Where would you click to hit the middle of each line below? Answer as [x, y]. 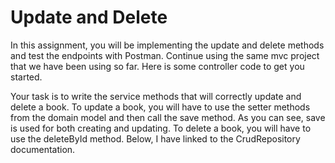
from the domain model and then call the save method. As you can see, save [168, 117]
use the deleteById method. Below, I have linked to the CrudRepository [155, 138]
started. [26, 77]
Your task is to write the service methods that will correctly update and [156, 96]
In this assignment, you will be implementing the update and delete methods [167, 45]
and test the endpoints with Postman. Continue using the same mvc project [165, 55]
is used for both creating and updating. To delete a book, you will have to [161, 128]
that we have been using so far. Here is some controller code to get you [157, 66]
